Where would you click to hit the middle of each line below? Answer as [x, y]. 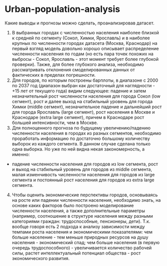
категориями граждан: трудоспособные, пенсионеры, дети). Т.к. [81, 221]
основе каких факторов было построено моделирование [73, 205]
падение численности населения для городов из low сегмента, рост [85, 164]
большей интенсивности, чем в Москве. [55, 123]
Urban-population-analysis [62, 9]
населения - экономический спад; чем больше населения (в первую [86, 242]
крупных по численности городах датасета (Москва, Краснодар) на [84, 43]
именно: [21, 154]
